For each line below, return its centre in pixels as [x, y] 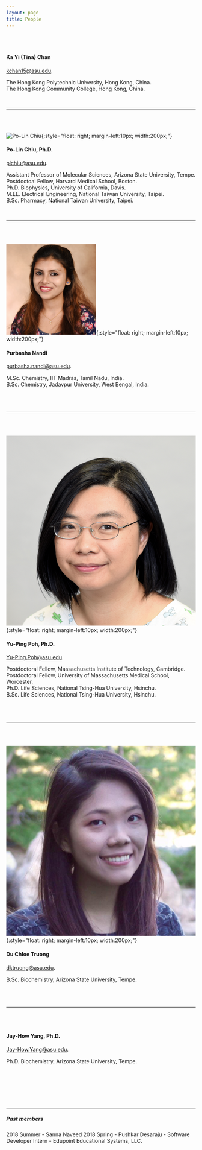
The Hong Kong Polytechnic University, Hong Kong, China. [79, 82]
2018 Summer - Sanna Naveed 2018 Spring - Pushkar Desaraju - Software [98, 1134]
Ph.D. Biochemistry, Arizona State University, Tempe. [72, 1061]
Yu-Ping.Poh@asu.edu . [35, 657]
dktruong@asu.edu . [31, 967]
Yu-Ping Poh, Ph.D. [31, 644]
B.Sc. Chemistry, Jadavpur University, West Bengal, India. [78, 384]
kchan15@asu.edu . [29, 71]
